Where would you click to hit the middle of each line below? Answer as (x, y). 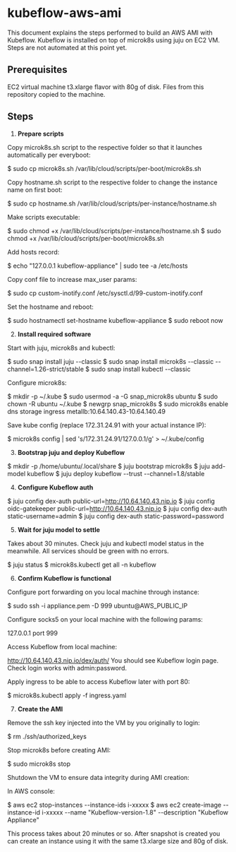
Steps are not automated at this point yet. (67, 47)
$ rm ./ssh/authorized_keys (47, 736)
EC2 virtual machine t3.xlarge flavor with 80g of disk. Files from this (106, 87)
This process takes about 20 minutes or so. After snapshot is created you (114, 833)
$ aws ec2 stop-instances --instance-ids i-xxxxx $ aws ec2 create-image (114, 805)
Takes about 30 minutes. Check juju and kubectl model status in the (106, 543)
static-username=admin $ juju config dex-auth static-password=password (116, 516)
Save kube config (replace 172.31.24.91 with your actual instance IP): (107, 425)
